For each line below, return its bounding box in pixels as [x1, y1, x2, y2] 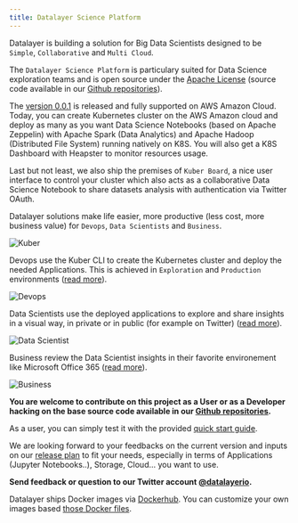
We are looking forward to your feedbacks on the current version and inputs [9, 440, 287, 451]
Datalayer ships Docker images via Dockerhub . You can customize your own [9, 494, 289, 504]
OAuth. [9, 193, 36, 204]
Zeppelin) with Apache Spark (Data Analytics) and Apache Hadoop [9, 128, 254, 139]
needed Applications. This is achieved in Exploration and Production [9, 264, 262, 274]
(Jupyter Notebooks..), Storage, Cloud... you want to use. [9, 459, 220, 470]
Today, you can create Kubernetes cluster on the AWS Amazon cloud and [9, 110, 278, 120]
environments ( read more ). [9, 274, 108, 284]
